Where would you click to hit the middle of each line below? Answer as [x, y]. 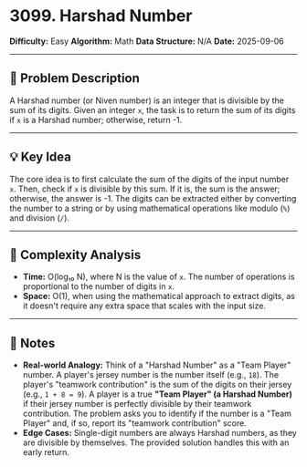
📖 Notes [32, 343]
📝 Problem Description [74, 78]
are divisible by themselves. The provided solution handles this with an [156, 442]
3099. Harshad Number [101, 16]
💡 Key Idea [40, 157]
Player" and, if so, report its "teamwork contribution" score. [134, 423]
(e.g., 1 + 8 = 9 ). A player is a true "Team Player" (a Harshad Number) [157, 394]
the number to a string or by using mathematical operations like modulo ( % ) [150, 208]
